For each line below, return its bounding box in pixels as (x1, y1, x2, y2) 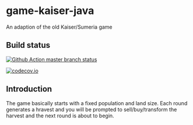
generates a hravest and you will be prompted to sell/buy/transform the (6, 106, 177, 113)
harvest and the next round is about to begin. (6, 112, 115, 119)
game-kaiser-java (6, 4, 94, 18)
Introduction (6, 84, 52, 94)
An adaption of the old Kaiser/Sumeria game (6, 23, 113, 30)
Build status (6, 40, 51, 50)
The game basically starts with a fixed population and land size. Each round (6, 99, 188, 106)
